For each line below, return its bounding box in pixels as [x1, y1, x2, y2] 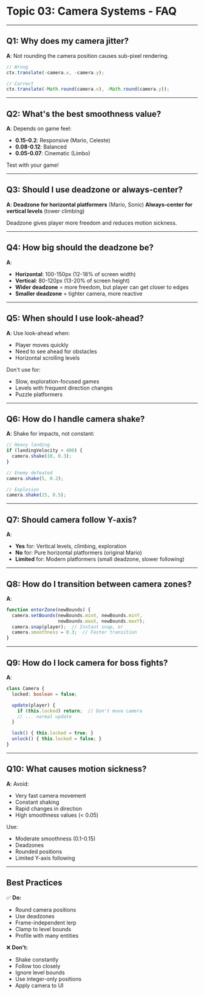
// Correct [6, 80, 34, 86]
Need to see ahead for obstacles [15, 347, 97, 355]
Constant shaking [15, 798, 59, 806]
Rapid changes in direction [15, 805, 82, 812]
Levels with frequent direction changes [15, 384, 114, 391]
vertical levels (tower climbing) [6, 207, 85, 214]
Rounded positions [15, 848, 63, 855]
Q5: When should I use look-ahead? [6, 313, 144, 324]
